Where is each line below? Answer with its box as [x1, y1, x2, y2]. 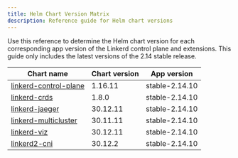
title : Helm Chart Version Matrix [7, 10, 110, 18]
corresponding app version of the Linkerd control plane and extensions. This [7, 44, 232, 53]
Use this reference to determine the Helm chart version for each [7, 36, 195, 45]
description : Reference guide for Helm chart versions [7, 17, 173, 24]
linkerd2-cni [11, 138, 53, 148]
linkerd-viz [11, 127, 48, 137]
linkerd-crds [11, 92, 53, 102]
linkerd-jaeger [11, 104, 60, 114]
